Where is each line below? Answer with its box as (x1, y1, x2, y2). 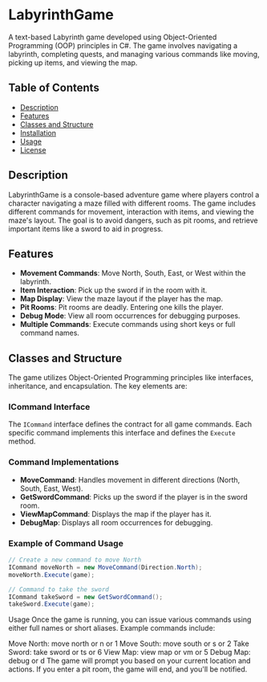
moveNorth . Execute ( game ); (8, 570, 95, 579)
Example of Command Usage (8, 537, 124, 549)
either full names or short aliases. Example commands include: (8, 623, 216, 633)
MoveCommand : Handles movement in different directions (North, (19, 475, 241, 484)
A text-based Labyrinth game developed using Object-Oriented (8, 32, 217, 42)
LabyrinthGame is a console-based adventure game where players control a (8, 190, 260, 199)
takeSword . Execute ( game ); (8, 600, 95, 608)
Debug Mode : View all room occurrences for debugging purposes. (19, 311, 241, 321)
